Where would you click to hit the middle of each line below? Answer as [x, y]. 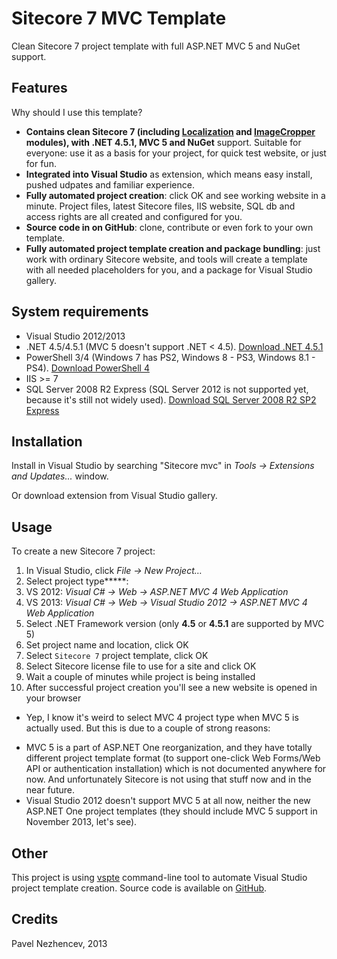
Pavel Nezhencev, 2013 [59, 943]
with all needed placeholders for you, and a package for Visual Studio [169, 269]
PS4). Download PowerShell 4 [87, 368]
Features [39, 88]
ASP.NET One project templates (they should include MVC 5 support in [171, 811]
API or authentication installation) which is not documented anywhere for [176, 769]
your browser [53, 698]
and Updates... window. [60, 476]
